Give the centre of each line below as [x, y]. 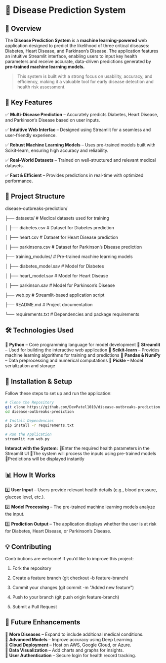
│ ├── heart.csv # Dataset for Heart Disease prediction [62, 237]
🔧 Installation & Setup [39, 381]
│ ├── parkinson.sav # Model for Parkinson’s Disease [60, 285]
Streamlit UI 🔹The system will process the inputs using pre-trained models [81, 454]
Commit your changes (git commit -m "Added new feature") [73, 587]
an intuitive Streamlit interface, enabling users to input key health [71, 56]
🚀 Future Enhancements [43, 622]
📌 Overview [23, 29]
